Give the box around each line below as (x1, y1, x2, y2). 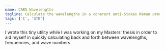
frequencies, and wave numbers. (5, 40, 72, 46)
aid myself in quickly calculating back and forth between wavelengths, (5, 34, 148, 40)
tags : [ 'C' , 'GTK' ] (5, 16, 45, 21)
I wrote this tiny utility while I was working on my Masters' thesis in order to (5, 30, 157, 35)
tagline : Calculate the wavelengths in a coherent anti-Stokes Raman (5, 12, 151, 17)
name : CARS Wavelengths (5, 7, 54, 12)
